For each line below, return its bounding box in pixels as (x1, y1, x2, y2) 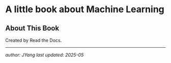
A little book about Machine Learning (5, 4, 164, 15)
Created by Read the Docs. (5, 37, 62, 43)
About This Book (5, 24, 60, 33)
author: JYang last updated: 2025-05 (5, 52, 84, 58)
